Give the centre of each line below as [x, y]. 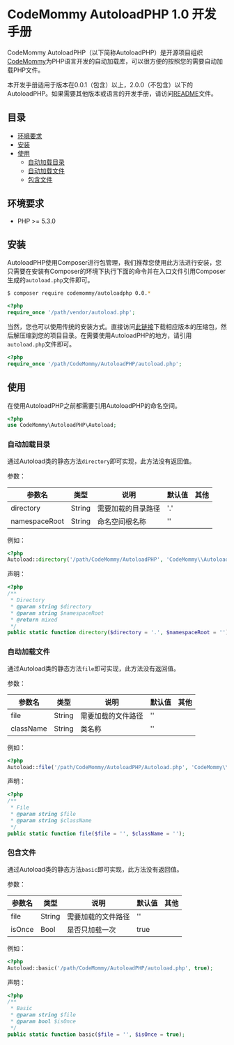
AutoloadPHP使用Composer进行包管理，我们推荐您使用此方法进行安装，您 [115, 263]
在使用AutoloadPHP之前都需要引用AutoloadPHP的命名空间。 [94, 405]
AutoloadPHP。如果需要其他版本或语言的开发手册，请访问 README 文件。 [112, 93]
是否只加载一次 [92, 930]
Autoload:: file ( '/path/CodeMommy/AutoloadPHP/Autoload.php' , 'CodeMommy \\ [118, 767]
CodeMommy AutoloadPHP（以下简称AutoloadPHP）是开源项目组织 [105, 52]
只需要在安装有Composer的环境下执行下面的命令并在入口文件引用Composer [117, 271]
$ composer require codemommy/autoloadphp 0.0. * [79, 293]
